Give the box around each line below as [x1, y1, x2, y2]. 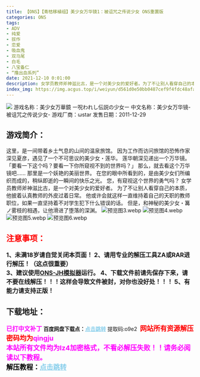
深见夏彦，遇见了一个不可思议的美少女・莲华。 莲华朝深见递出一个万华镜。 [6, 154, 190, 162]
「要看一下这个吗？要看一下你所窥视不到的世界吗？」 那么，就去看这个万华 [6, 162, 190, 169]
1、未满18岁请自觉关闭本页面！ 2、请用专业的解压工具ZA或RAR [6, 251, 185, 259]
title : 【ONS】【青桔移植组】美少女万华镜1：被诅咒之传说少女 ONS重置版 [6, 8, 164, 15]
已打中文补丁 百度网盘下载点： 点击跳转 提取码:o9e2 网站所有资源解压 [6, 325, 194, 333]
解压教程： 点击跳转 [6, 363, 67, 372]
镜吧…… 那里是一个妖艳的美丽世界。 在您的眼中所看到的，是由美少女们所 [6, 169, 186, 177]
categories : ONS [6, 14, 46, 20]
